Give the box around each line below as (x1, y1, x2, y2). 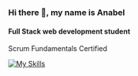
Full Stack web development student (8, 27, 131, 36)
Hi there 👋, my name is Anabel (8, 7, 125, 18)
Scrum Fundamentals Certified (8, 44, 108, 53)
